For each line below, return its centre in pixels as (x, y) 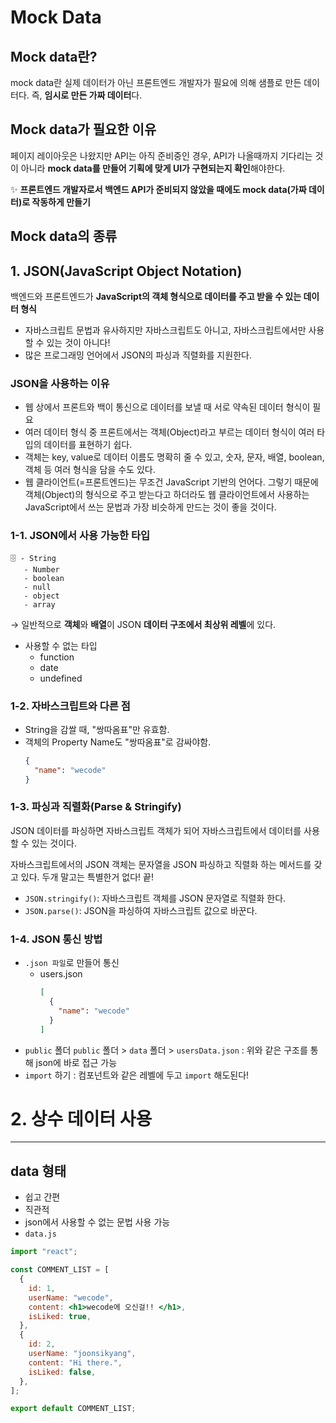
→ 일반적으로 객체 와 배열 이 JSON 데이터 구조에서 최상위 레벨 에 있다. (143, 624)
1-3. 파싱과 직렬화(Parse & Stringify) (96, 807)
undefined (61, 678)
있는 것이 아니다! (78, 343)
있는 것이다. (54, 843)
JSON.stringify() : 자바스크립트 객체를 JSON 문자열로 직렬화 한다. (155, 898)
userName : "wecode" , (71, 1297)
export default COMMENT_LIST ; (73, 1409)
